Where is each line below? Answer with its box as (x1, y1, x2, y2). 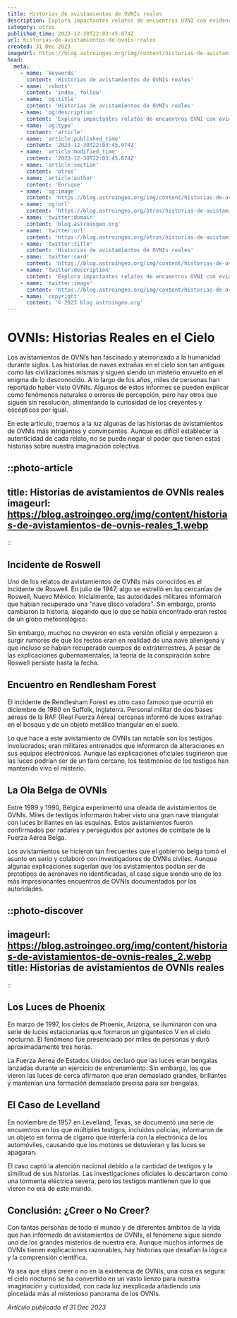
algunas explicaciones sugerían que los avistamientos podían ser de (7, 862, 206, 870)
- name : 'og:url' (20, 201, 71, 208)
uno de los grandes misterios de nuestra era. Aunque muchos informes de (7, 1238, 224, 1247)
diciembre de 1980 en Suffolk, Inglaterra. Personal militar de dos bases (7, 705, 213, 713)
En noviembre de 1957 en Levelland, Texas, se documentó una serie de (7, 1117, 214, 1127)
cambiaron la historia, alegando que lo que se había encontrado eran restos (7, 607, 227, 616)
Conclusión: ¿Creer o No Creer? (7, 1204, 150, 1216)
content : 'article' (25, 129, 83, 136)
